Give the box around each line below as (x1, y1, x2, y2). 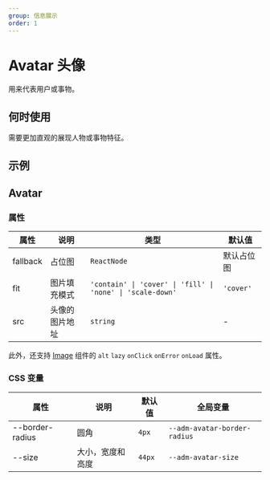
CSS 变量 (8, 372, 44, 384)
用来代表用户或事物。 (8, 84, 79, 94)
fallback (12, 256, 43, 267)
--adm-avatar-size (168, 453, 239, 462)
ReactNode (89, 257, 128, 266)
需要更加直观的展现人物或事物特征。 (8, 133, 129, 143)
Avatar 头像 (8, 56, 86, 75)
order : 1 (8, 19, 38, 27)
